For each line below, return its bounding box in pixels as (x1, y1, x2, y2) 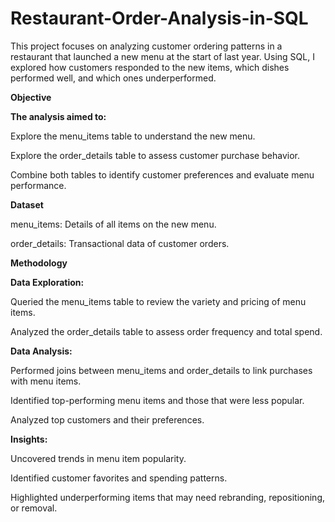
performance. (10, 179, 67, 191)
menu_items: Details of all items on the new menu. (10, 218, 217, 230)
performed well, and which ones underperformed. (10, 72, 217, 84)
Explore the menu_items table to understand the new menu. (10, 130, 256, 142)
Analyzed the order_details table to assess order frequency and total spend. (10, 325, 323, 337)
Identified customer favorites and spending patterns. (10, 472, 228, 484)
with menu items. (10, 375, 82, 387)
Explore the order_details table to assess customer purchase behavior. (10, 149, 300, 161)
